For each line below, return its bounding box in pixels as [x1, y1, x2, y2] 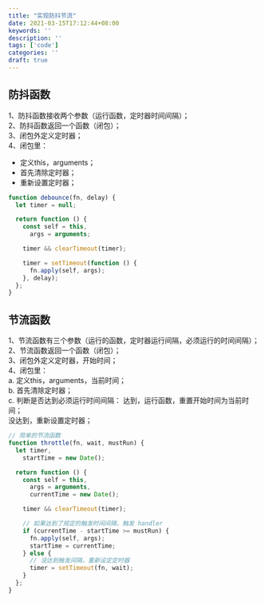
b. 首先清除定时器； [8, 385, 73, 396]
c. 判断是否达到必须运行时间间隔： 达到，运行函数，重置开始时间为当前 [8, 396, 242, 405]
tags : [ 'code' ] [8, 42, 59, 50]
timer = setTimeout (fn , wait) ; [29, 564, 134, 572]
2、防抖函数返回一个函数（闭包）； [8, 121, 121, 130]
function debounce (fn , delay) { [8, 193, 116, 201]
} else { [22, 549, 52, 557]
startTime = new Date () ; [22, 453, 105, 462]
